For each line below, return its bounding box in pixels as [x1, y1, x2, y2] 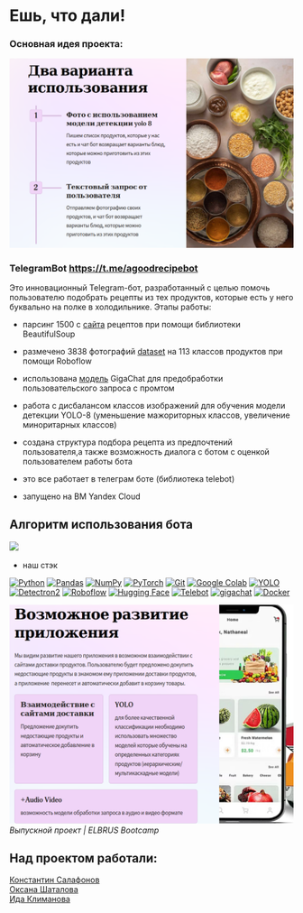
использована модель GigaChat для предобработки [22, 373, 224, 383]
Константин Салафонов [9, 874, 100, 885]
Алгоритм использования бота [9, 517, 194, 532]
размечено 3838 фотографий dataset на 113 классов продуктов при [22, 346, 283, 356]
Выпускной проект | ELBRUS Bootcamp [9, 825, 160, 835]
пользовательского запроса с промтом [22, 383, 175, 393]
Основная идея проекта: [9, 38, 124, 51]
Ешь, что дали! [9, 5, 126, 26]
